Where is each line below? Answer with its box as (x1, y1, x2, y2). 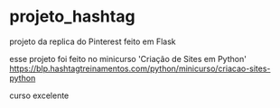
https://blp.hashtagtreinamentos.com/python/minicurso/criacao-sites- (9, 63, 271, 74)
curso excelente (9, 90, 70, 101)
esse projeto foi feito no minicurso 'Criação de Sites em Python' (9, 53, 247, 64)
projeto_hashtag (9, 6, 135, 27)
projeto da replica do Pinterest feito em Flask (9, 36, 176, 47)
